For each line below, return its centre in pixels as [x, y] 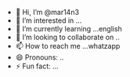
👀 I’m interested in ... [49, 20]
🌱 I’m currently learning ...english [69, 29]
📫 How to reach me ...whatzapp [68, 46]
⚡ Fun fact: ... [37, 66]
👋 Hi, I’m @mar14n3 [47, 12]
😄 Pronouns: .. [40, 57]
